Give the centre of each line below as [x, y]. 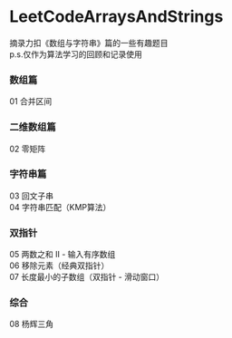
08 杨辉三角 [32, 324]
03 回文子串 [32, 196]
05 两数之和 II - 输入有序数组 [63, 255]
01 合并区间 [31, 101]
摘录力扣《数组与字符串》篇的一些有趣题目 [89, 43]
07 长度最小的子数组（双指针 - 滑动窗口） [87, 277]
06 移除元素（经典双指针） [59, 266]
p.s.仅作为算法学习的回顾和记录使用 [76, 54]
